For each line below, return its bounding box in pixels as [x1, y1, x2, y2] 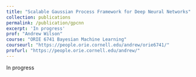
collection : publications [6, 14, 71, 20]
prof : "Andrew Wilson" [6, 31, 63, 37]
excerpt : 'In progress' [6, 25, 66, 32]
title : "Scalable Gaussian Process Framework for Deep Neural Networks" [6, 8, 191, 15]
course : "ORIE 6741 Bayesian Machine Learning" [6, 36, 127, 42]
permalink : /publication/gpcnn [6, 20, 84, 26]
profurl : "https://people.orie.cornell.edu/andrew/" [6, 48, 140, 54]
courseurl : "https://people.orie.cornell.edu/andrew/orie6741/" [6, 42, 170, 48]
